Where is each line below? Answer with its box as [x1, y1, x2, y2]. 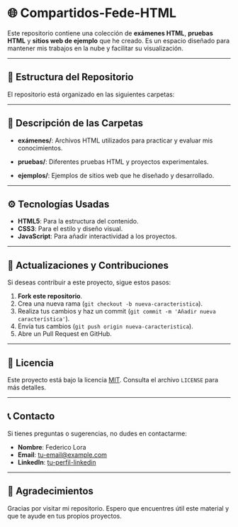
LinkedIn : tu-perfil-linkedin [17, 457, 97, 466]
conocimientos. [17, 143, 63, 152]
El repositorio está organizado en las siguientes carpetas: [7, 90, 175, 99]
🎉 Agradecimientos [7, 485, 94, 497]
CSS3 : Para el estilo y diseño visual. [17, 225, 123, 233]
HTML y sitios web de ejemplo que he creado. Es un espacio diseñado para [7, 36, 230, 45]
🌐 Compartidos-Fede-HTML [7, 5, 177, 21]
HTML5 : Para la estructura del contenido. [17, 217, 139, 226]
